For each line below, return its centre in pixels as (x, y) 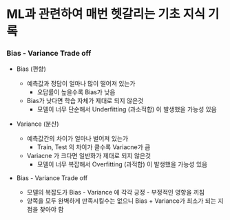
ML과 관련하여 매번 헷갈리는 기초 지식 (106, 14)
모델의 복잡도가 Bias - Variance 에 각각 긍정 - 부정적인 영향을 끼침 (115, 192)
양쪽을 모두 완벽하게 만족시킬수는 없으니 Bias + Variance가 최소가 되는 (122, 201)
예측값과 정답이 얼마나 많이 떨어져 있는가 (81, 84)
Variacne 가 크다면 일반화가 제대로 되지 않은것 (89, 156)
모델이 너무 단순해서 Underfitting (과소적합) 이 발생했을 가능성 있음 (127, 109)
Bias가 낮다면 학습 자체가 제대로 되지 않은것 (85, 101)
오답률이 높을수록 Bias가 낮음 (76, 92)
